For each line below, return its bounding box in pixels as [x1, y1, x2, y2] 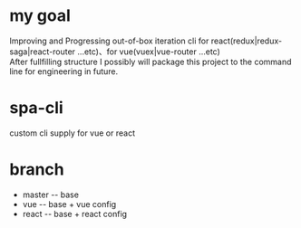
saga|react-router [9, 46, 75, 57]
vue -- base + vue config [22, 198, 117, 209]
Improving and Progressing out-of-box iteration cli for [9, 35, 209, 46]
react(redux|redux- [210, 35, 283, 46]
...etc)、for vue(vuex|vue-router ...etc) [76, 46, 220, 57]
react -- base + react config [22, 208, 128, 219]
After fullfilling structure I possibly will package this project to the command [9, 56, 292, 67]
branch [9, 159, 65, 180]
